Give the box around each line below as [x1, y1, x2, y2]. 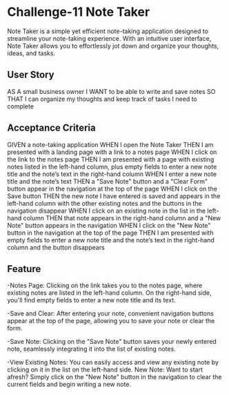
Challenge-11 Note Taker [7, 4, 150, 20]
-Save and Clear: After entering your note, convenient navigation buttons [7, 309, 214, 318]
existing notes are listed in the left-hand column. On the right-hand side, [7, 289, 212, 297]
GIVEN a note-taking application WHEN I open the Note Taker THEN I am [7, 140, 214, 148]
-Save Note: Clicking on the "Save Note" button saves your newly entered [7, 338, 217, 346]
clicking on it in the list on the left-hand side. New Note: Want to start [7, 365, 203, 374]
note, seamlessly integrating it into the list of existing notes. [7, 345, 176, 353]
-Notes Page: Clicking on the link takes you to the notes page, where [7, 281, 203, 290]
